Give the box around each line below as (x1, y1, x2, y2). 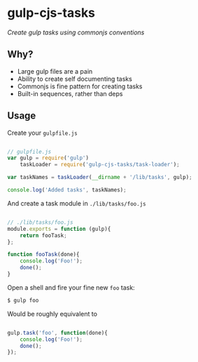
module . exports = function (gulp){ (7, 225, 111, 232)
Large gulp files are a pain (17, 67, 93, 75)
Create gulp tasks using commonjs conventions (7, 28, 145, 36)
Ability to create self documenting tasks (17, 74, 133, 83)
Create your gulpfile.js (7, 128, 78, 137)
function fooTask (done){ (7, 251, 80, 258)
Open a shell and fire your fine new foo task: (7, 283, 135, 292)
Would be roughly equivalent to (7, 309, 98, 318)
